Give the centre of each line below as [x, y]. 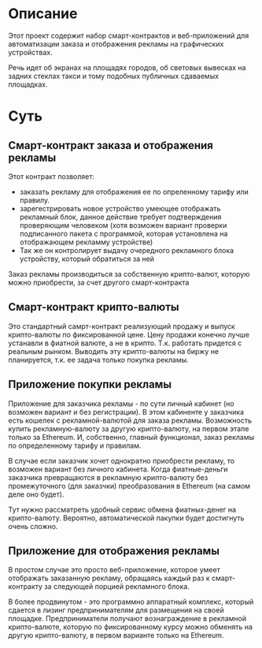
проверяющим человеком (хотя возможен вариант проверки [123, 225]
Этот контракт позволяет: [52, 176]
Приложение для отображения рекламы [114, 551]
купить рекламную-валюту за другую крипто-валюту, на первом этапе [129, 428]
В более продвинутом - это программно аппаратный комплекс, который [131, 602]
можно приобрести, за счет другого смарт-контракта [99, 282]
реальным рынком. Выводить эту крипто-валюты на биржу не [113, 351]
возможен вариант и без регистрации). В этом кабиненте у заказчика [126, 412]
